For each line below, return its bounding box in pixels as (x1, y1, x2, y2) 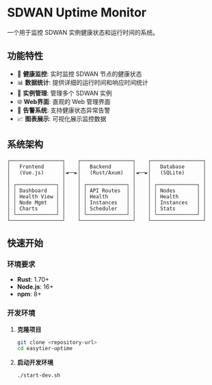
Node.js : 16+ (16, 282, 54, 291)
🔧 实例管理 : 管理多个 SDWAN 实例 (16, 89, 113, 97)
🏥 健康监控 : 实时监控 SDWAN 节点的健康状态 (16, 70, 142, 78)
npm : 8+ (16, 290, 42, 298)
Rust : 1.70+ (16, 276, 49, 284)
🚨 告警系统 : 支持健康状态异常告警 (16, 106, 111, 114)
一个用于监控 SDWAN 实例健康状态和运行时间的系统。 (7, 28, 159, 36)
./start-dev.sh (16, 372, 61, 379)
